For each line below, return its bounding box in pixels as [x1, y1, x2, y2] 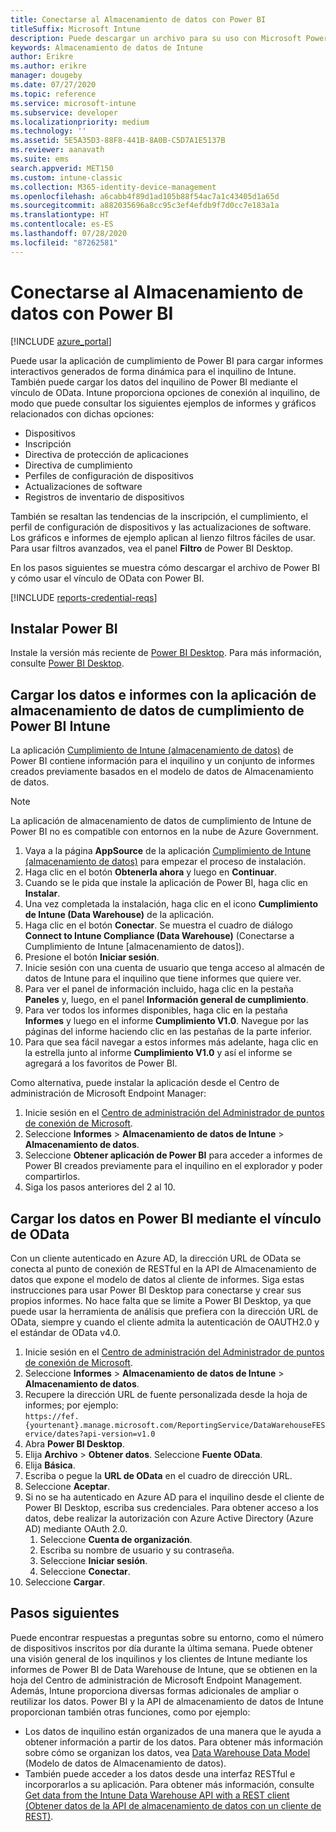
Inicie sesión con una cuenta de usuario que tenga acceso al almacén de [24, 962, 325, 974]
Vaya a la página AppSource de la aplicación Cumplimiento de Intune [24, 845, 312, 857]
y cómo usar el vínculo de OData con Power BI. [10, 572, 205, 584]
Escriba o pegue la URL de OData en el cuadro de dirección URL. [24, 1470, 293, 1481]
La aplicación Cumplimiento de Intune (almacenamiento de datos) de [10, 744, 294, 756]
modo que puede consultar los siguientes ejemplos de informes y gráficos [10, 397, 317, 409]
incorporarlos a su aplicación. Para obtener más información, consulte [24, 1778, 315, 1790]
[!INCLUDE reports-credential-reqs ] [10, 591, 158, 603]
